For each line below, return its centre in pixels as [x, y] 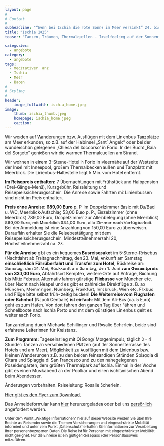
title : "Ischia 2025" [27, 32]
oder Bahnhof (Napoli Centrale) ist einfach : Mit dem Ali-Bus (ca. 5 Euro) [78, 299]
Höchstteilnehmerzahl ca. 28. [35, 243]
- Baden [17, 82]
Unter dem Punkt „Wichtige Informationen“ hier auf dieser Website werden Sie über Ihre [79, 418]
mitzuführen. [16, 440]
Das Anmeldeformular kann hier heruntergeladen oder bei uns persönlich [79, 404]
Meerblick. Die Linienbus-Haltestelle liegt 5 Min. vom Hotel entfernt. [73, 172]
